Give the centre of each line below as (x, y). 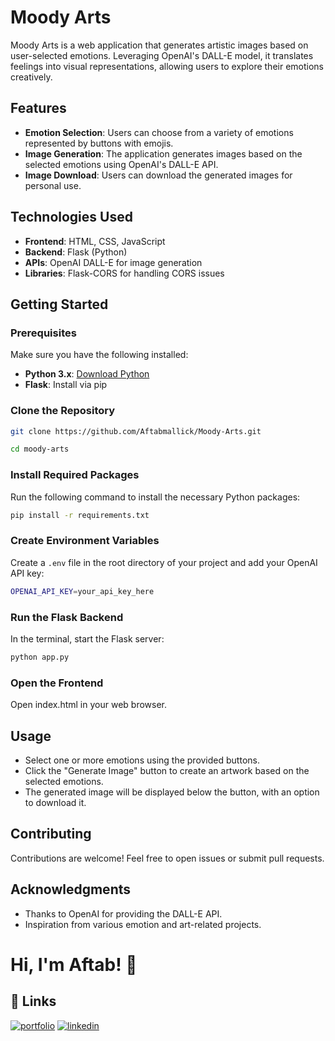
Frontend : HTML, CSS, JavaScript (95, 241)
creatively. (31, 77)
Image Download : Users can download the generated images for (158, 175)
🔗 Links (33, 1001)
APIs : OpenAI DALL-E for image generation (113, 262)
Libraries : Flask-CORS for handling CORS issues (124, 273)
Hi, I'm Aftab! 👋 (74, 964)
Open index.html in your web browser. (88, 705)
